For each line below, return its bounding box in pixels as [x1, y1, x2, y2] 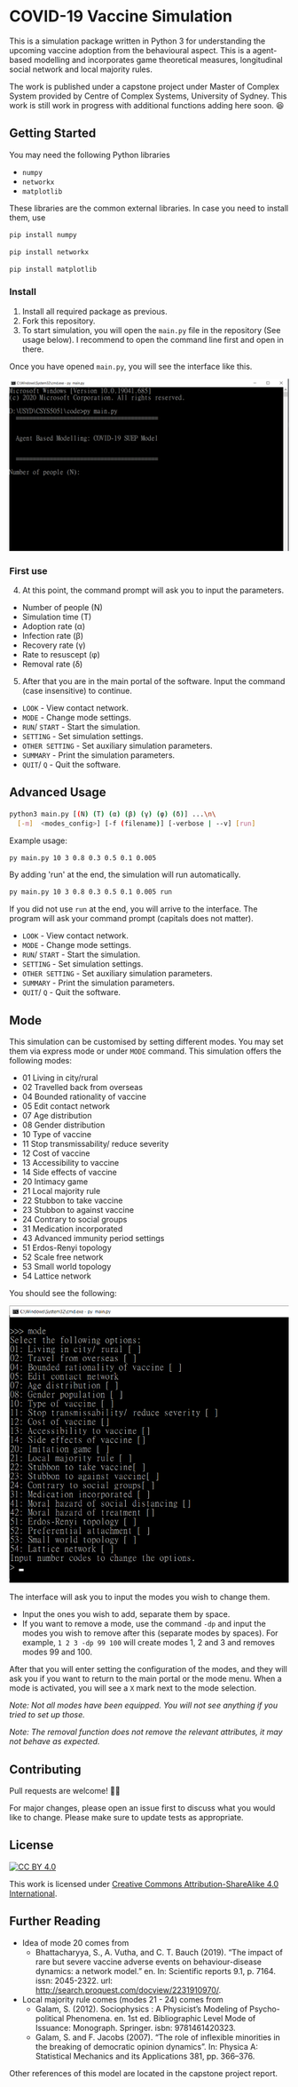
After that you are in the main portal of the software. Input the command [21, 676, 286, 687]
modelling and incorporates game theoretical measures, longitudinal [34, 54, 283, 65]
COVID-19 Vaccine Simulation [9, 6, 233, 27]
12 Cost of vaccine [21, 1148, 90, 1159]
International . [9, 1888, 58, 1899]
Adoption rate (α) [21, 621, 86, 632]
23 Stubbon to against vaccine [21, 1205, 135, 1215]
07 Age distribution [21, 1111, 92, 1121]
